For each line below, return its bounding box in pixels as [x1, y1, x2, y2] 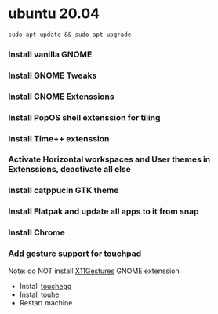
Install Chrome [8, 227, 65, 238]
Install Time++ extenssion [8, 133, 110, 144]
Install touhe [19, 290, 60, 299]
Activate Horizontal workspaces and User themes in [8, 154, 211, 165]
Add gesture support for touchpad [8, 248, 142, 259]
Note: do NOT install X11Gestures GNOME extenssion [8, 266, 180, 276]
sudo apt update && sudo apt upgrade [8, 31, 132, 38]
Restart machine [19, 298, 73, 307]
